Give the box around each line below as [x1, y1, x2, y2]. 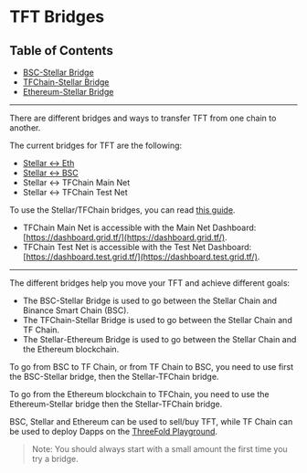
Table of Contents [9, 43, 114, 58]
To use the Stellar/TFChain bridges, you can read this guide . [9, 205, 236, 215]
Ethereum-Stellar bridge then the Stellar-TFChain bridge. [9, 399, 223, 409]
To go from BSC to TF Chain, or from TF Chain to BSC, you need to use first [9, 362, 294, 372]
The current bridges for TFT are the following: [9, 140, 183, 151]
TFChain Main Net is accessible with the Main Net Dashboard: [22, 222, 257, 233]
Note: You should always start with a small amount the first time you [31, 444, 288, 454]
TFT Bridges [9, 6, 105, 27]
